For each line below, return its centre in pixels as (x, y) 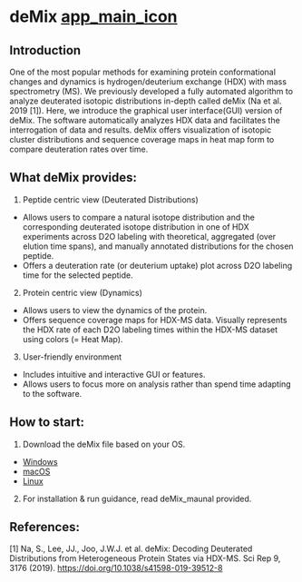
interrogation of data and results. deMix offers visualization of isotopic (141, 130)
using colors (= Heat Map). (73, 339)
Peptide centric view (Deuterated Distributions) (111, 199)
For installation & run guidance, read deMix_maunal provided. (137, 498)
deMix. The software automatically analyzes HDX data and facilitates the (145, 120)
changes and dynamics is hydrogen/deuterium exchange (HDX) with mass (148, 82)
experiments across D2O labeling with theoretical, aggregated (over (149, 236)
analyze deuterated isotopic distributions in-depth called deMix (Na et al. (146, 101)
